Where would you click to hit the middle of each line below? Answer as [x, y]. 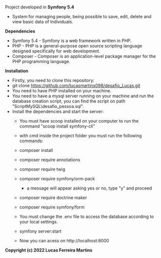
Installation [17, 71]
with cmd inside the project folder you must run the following [80, 136]
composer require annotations [50, 160]
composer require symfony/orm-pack [57, 179]
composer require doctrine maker [53, 198]
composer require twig [42, 169]
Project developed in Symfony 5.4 [40, 7]
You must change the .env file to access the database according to [87, 216]
